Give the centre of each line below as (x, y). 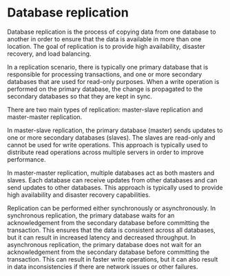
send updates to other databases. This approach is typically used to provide (115, 187)
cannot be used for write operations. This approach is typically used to (107, 145)
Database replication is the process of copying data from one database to (112, 32)
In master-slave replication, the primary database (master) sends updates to (115, 130)
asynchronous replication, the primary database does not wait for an (104, 244)
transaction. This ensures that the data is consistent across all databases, (111, 230)
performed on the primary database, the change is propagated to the (105, 89)
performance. (27, 159)
